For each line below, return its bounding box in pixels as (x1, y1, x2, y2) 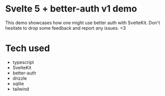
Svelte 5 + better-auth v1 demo (5, 3, 137, 15)
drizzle (12, 75, 27, 81)
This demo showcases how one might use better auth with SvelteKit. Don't (5, 20, 160, 26)
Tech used (5, 43, 50, 54)
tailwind (12, 86, 29, 92)
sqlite (12, 80, 24, 86)
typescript (12, 59, 34, 65)
